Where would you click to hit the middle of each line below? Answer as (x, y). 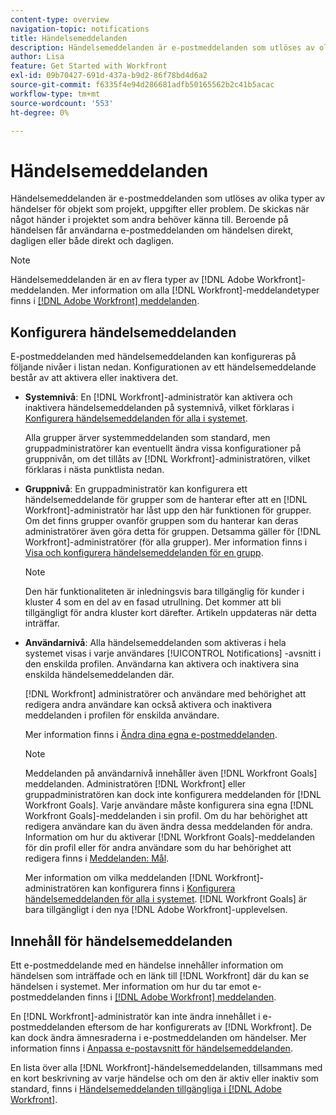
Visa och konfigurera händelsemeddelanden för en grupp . (144, 553)
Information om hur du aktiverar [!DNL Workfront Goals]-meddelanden (170, 837)
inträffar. (42, 623)
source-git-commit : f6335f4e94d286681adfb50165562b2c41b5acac (142, 85)
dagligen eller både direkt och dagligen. (92, 241)
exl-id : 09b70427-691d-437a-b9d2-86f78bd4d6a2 (109, 76)
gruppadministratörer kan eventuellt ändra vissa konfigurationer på (163, 448)
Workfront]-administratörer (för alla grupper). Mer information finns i (166, 542)
